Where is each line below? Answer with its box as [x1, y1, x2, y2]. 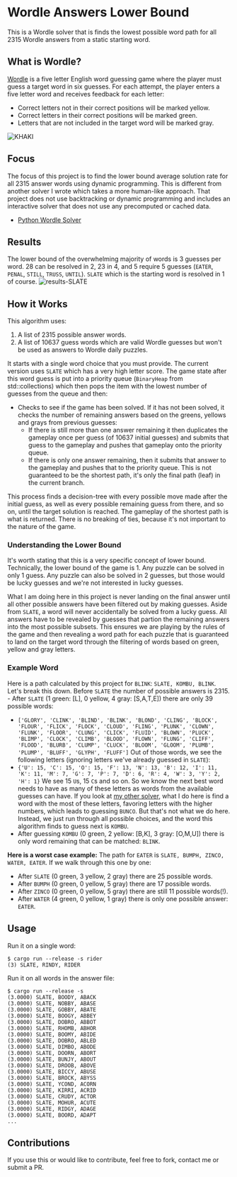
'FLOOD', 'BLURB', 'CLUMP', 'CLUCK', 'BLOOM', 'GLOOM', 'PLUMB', [17, 742, 214, 749]
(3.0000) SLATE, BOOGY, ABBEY [7, 1012, 97, 1020]
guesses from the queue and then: [7, 389, 108, 398]
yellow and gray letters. [7, 645, 76, 654]
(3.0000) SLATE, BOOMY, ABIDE [7, 1031, 97, 1038]
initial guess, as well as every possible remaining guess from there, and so [7, 500, 224, 508]
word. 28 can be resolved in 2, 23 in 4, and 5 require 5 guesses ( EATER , [7, 262, 214, 271]
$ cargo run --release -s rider [7, 955, 103, 962]
